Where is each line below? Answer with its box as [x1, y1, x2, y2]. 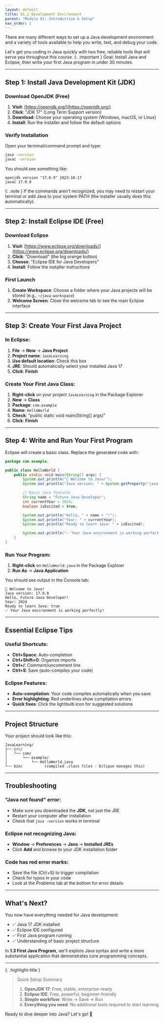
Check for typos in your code [12, 875, 71, 881]
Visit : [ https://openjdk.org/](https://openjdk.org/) [12, 104, 111, 110]
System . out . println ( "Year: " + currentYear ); [22, 517, 117, 522]
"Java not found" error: [5, 796, 61, 803]
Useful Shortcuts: [5, 641, 48, 647]
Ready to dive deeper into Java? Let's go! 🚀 [5, 1011, 93, 1017]
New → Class [12, 397, 40, 403]
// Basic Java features [22, 490, 71, 495]
